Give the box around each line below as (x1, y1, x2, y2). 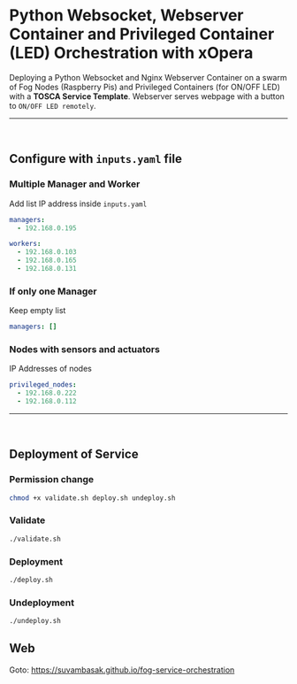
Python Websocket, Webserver (9, 5, 245, 26)
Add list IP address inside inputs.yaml (9, 198, 148, 209)
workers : (9, 240, 42, 249)
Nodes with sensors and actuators (9, 342, 161, 355)
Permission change (9, 473, 95, 486)
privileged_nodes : (9, 380, 77, 389)
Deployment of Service (9, 447, 139, 462)
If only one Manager (9, 285, 97, 297)
